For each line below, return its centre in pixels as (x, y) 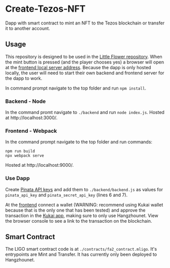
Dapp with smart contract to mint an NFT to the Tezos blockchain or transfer (85, 23)
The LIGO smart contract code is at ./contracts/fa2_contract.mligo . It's (81, 249)
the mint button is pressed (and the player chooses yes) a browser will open (84, 62)
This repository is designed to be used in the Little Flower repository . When (84, 56)
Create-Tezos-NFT (45, 9)
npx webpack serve (25, 156)
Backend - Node (26, 101)
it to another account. (28, 28)
